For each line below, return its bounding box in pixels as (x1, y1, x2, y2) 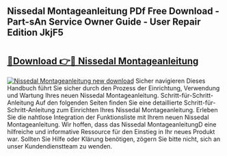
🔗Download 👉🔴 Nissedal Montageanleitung (7, 55, 199, 67)
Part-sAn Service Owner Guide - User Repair (7, 16, 201, 28)
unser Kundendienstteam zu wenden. (7, 142, 113, 150)
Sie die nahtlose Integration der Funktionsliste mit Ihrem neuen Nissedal (7, 113, 209, 121)
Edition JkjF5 (7, 27, 64, 38)
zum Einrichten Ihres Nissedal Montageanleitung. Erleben (56, 106, 218, 114)
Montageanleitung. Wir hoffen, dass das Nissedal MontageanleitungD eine (7, 120, 217, 129)
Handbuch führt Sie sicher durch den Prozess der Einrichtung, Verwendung (7, 84, 220, 92)
